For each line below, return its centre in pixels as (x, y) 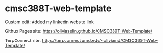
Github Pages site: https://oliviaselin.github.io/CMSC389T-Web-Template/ (79, 31)
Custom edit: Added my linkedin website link (49, 22)
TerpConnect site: (23, 40)
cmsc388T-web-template (58, 8)
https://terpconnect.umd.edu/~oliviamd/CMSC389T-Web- (100, 40)
